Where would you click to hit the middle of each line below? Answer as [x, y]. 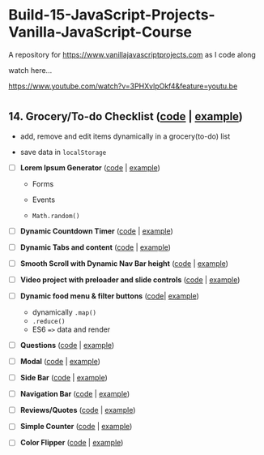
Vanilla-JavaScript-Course [100, 32]
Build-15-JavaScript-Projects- [112, 15]
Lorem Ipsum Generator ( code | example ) [90, 167]
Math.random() [56, 216]
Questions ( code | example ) [67, 345]
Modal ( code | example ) [60, 361]
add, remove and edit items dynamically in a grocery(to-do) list [125, 136]
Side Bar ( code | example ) [64, 378]
